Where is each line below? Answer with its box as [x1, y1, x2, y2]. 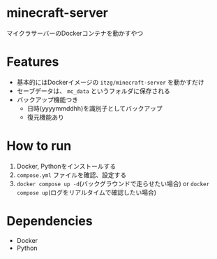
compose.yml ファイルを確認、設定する [16, 170, 127, 179]
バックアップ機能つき [16, 95, 78, 104]
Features [6, 54, 59, 70]
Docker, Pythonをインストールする [16, 162, 117, 170]
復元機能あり [27, 113, 64, 121]
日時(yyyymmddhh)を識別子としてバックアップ [27, 104, 163, 113]
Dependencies [6, 213, 93, 229]
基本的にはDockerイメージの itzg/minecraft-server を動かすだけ [16, 78, 205, 86]
